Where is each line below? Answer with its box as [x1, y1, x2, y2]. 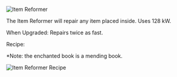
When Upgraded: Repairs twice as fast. [6, 29, 103, 36]
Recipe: [6, 41, 25, 48]
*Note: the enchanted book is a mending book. [6, 52, 123, 60]
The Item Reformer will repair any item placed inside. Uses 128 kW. [6, 17, 172, 24]
